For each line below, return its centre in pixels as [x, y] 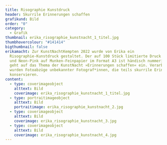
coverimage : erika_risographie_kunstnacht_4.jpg [65, 135]
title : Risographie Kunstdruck [38, 10]
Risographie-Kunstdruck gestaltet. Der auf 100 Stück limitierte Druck [85, 56]
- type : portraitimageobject [40, 98]
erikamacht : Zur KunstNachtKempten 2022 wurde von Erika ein [70, 51]
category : [15, 28]
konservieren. [24, 75]
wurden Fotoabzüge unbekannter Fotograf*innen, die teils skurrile [81, 70]
